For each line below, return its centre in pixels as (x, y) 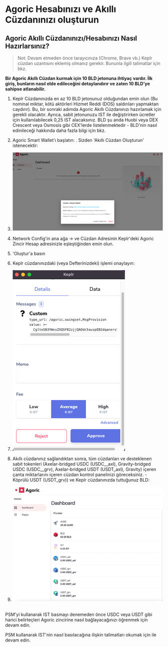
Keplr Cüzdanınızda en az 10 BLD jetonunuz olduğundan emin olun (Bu (85, 99)
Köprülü (20, 480)
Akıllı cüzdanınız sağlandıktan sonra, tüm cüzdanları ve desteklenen (82, 459)
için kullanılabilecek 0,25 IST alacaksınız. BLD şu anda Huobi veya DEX (85, 120)
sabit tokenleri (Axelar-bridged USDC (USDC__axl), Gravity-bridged (81, 464)
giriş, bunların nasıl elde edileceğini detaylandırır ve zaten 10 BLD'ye (77, 84)
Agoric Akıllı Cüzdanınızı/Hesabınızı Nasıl (71, 38)
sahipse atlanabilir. (25, 89)
